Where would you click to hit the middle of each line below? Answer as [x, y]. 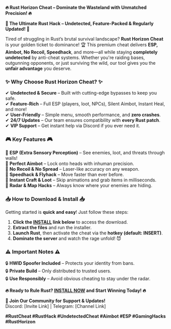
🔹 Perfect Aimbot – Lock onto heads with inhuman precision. [70, 163]
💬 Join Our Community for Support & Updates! [56, 301]
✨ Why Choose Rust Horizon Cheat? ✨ [54, 82]
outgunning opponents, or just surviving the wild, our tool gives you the [81, 63]
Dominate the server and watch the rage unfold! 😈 [67, 238]
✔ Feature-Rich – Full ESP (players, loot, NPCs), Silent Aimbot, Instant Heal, [85, 104]
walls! [12, 158]
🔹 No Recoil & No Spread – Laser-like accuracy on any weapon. [72, 169]
